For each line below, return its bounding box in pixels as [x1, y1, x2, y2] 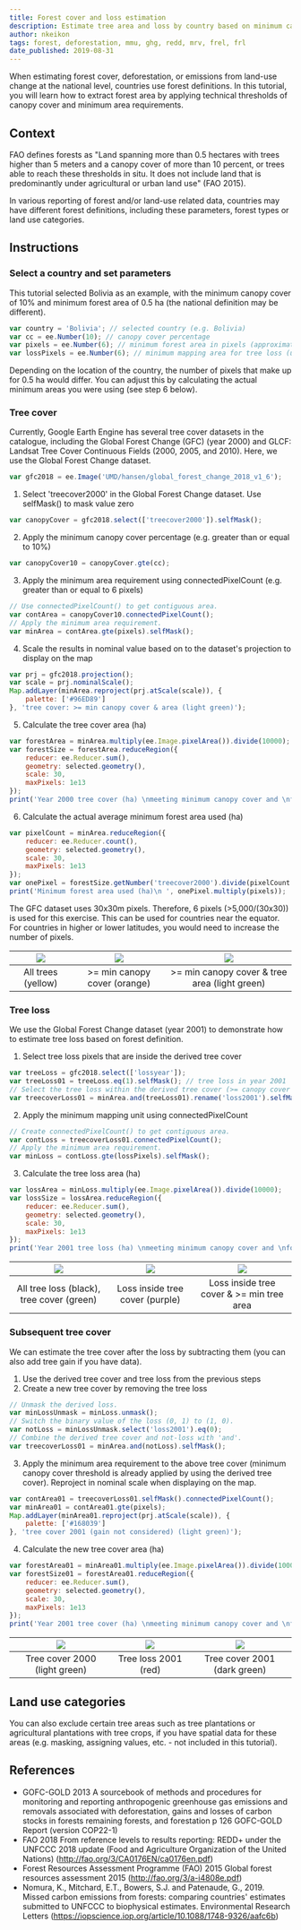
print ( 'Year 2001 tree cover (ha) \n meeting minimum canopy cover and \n [9, 1619, 291, 1629]
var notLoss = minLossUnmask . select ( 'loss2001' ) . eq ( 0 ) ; [9, 1426, 222, 1435]
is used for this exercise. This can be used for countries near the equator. [9, 912, 280, 923]
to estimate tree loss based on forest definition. [9, 1034, 184, 1045]
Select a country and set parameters [9, 267, 172, 280]
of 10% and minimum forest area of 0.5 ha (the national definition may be [9, 297, 279, 307]
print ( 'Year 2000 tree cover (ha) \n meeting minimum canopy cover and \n [9, 795, 291, 805]
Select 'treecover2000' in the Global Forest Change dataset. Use [21, 489, 262, 500]
